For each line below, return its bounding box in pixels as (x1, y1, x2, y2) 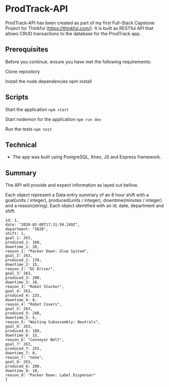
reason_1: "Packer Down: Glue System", (5, 249, 89, 254)
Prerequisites (5, 45, 48, 54)
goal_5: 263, (5, 307, 33, 312)
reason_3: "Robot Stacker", (5, 284, 65, 289)
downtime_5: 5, (5, 315, 37, 320)
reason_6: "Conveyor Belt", (5, 337, 65, 342)
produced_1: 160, (5, 240, 42, 245)
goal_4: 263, (5, 289, 33, 294)
